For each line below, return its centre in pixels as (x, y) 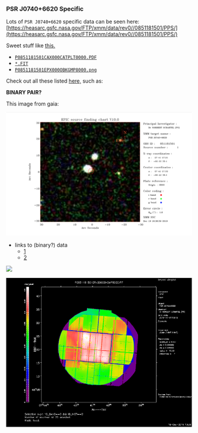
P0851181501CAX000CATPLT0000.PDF (56, 58)
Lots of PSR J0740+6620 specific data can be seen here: (73, 22)
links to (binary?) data (41, 245)
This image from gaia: (32, 104)
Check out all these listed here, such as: (55, 81)
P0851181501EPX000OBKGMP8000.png (56, 70)
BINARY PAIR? (24, 93)
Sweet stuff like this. (31, 45)
